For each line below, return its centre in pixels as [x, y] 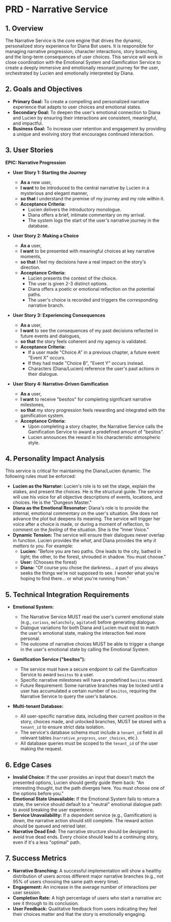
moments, [31, 256]
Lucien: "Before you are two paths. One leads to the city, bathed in [91, 551]
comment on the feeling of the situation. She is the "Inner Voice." [81, 529]
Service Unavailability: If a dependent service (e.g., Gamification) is [85, 815]
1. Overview [24, 28]
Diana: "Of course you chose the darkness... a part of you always [89, 568]
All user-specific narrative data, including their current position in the [93, 716]
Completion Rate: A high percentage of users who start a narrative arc [87, 897]
